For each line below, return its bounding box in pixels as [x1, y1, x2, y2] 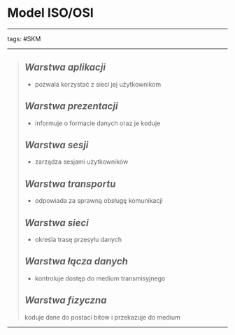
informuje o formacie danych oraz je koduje [34, 119, 161, 127]
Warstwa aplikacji [24, 62, 106, 73]
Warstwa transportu [24, 178, 116, 190]
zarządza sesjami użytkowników [34, 157, 129, 166]
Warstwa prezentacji [24, 100, 118, 113]
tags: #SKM [7, 34, 41, 43]
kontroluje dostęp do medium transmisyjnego [34, 274, 166, 283]
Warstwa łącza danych [24, 255, 128, 267]
